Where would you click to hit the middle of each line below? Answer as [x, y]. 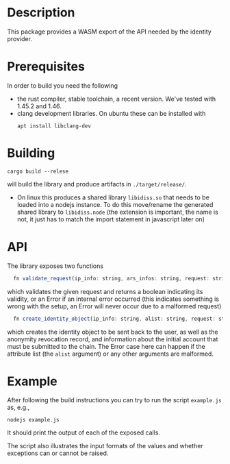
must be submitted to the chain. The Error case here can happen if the [106, 346]
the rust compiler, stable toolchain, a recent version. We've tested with [116, 99]
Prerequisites [46, 67]
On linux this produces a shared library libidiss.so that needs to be [113, 197]
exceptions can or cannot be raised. [58, 453]
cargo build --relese [38, 171]
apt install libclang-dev [54, 126]
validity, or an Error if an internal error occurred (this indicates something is [113, 299]
